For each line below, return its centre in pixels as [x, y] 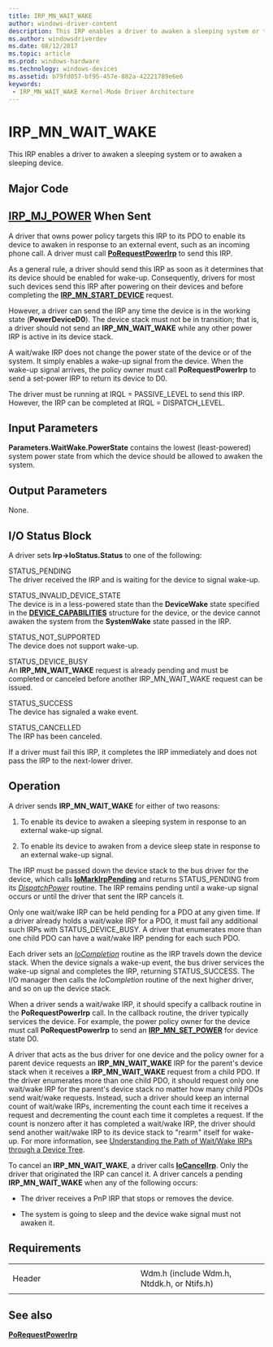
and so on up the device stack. [60, 988]
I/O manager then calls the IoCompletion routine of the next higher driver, [131, 979]
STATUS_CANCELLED [45, 727]
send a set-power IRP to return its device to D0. [88, 378]
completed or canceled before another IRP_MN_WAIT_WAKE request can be [136, 678]
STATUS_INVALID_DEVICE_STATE [65, 595]
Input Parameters [53, 428]
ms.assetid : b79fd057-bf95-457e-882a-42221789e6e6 [96, 76]
